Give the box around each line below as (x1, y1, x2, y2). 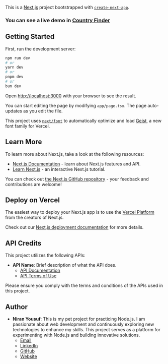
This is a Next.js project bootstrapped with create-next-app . (5, 5, 130, 10)
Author (5, 302, 28, 311)
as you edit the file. (23, 108, 63, 114)
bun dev (5, 83, 22, 89)
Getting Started (5, 32, 55, 41)
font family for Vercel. (5, 123, 50, 129)
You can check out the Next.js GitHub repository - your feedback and (5, 176, 149, 182)
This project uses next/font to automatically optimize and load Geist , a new (5, 117, 162, 124)
